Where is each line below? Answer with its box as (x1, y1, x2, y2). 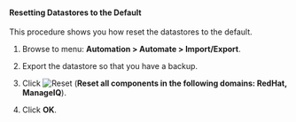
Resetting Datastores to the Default (9, 7, 142, 18)
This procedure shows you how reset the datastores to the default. (9, 27, 253, 37)
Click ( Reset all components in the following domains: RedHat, (21, 78, 288, 88)
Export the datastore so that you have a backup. (21, 61, 198, 72)
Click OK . (21, 104, 58, 115)
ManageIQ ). (21, 88, 66, 98)
